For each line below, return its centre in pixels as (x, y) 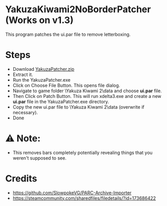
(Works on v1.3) (40, 20)
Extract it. (23, 74)
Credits (21, 178)
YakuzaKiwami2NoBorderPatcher (78, 9)
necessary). (25, 112)
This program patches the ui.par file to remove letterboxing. (68, 34)
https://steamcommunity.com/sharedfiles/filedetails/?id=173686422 (84, 198)
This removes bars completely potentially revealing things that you (82, 152)
